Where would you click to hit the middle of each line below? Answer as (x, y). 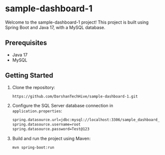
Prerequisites (26, 43)
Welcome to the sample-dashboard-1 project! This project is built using (77, 22)
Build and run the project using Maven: (51, 139)
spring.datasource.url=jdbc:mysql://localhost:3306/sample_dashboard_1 (87, 120)
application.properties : (37, 111)
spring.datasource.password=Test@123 (51, 129)
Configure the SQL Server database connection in (63, 106)
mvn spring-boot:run (33, 148)
